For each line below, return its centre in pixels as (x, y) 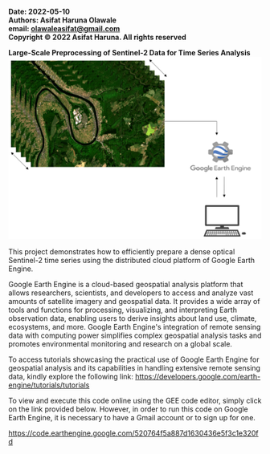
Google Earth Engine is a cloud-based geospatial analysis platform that (126, 285)
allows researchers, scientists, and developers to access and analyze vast (131, 293)
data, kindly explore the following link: (71, 377)
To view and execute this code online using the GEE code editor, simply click (135, 401)
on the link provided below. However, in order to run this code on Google (129, 409)
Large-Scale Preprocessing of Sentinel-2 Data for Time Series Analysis (129, 53)
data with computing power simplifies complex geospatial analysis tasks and (135, 335)
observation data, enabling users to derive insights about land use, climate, (133, 318)
